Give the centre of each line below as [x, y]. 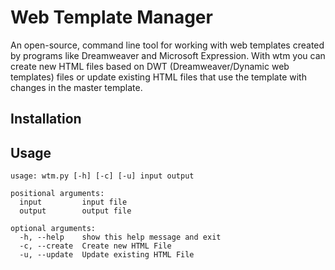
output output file [75, 211]
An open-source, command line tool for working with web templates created [167, 45]
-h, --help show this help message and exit [120, 237]
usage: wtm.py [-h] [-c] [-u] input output [102, 176]
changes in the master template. [76, 87]
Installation [46, 119]
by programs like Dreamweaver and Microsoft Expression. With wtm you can [168, 55]
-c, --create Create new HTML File [95, 246]
